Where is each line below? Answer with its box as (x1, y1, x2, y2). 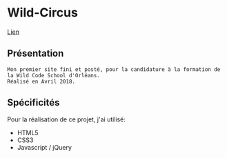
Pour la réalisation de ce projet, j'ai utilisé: (7, 115, 126, 124)
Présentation (7, 48, 64, 59)
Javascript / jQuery (17, 143, 72, 151)
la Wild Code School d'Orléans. (7, 72, 100, 79)
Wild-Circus (7, 5, 78, 21)
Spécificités (7, 97, 60, 108)
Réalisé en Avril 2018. (7, 78, 76, 85)
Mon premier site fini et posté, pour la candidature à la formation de (7, 66, 221, 73)
